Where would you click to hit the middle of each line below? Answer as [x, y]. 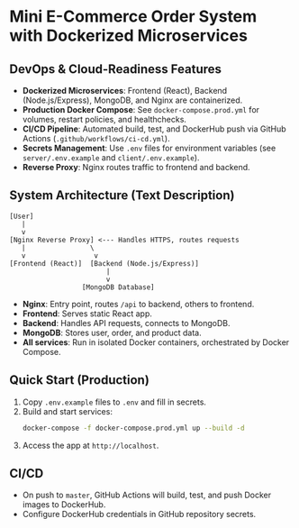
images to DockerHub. [64, 505]
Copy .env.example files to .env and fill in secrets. [114, 402]
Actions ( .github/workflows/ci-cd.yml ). [96, 138]
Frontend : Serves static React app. [87, 314]
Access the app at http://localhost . [91, 445]
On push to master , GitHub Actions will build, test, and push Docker [147, 495]
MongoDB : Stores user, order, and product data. [112, 332]
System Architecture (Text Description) [122, 196]
